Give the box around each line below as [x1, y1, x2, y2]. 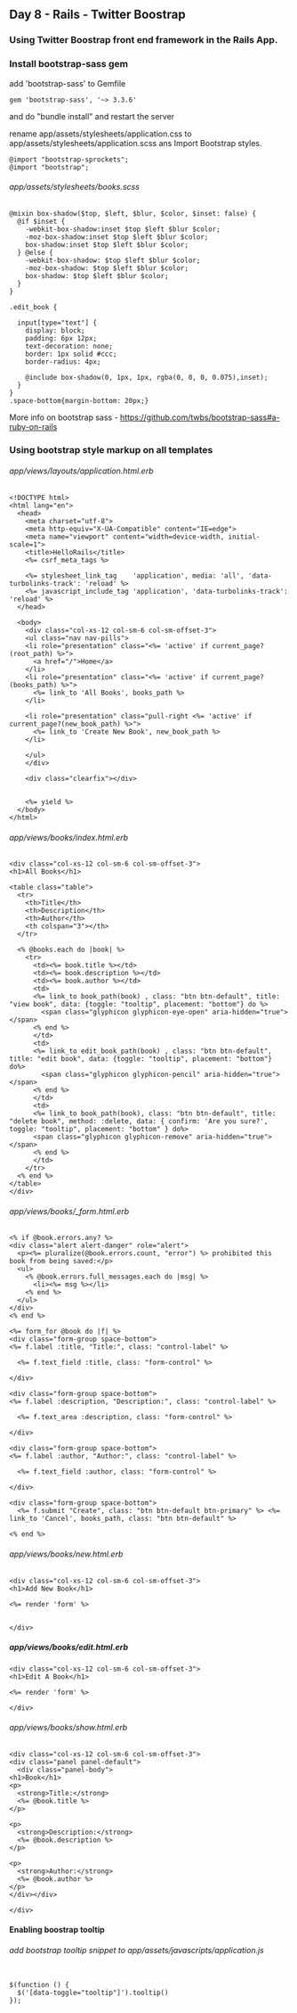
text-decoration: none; [25, 341, 114, 350]
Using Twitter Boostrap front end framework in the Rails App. [9, 34, 278, 46]
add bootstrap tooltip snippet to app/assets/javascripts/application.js [9, 1944, 264, 1955]
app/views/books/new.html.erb [9, 1549, 124, 1559]
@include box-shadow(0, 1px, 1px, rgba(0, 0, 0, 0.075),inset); [25, 373, 269, 382]
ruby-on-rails [9, 421, 58, 431]
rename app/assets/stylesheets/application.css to [9, 128, 193, 139]
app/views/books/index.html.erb [9, 832, 129, 842]
